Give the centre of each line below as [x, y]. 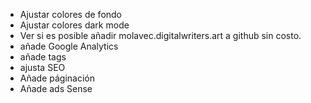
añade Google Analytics [69, 46]
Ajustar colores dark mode [74, 25]
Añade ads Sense [56, 88]
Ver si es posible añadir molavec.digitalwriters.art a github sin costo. [160, 35]
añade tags [43, 57]
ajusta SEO [42, 67]
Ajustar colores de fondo [71, 14]
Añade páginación [57, 78]
